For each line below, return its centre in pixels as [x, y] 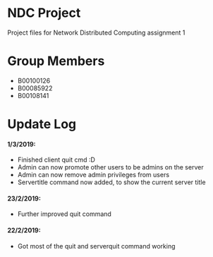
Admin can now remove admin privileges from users [93, 175]
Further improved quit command [64, 214]
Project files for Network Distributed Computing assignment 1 [96, 32]
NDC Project [44, 13]
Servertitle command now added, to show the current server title [111, 182]
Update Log [42, 124]
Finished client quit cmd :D [56, 160]
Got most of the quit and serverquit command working [96, 246]
